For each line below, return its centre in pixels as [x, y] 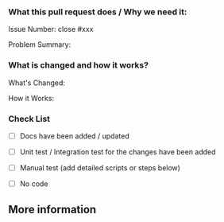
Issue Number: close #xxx [51, 29]
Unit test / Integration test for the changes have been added [118, 152]
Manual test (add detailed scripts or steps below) [100, 168]
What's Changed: [37, 83]
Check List [29, 119]
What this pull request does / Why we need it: [98, 12]
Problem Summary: [40, 45]
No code [34, 184]
